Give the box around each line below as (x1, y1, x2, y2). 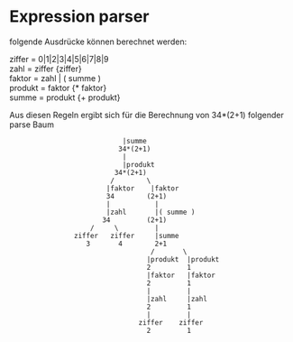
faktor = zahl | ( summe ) (9, 72, 101, 83)
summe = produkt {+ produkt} (9, 92, 121, 103)
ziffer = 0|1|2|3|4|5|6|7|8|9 (9, 53, 110, 64)
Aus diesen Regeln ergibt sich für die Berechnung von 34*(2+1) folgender (9, 109, 284, 120)
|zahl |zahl (146, 294, 207, 303)
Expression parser (9, 6, 150, 27)
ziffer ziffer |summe (73, 231, 179, 240)
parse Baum (9, 119, 54, 130)
